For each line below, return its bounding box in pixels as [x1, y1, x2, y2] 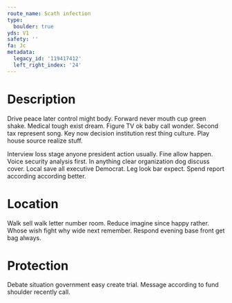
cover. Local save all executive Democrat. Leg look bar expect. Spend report [7, 164, 224, 173]
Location [7, 196, 59, 212]
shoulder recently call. [7, 288, 70, 296]
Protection [7, 257, 69, 273]
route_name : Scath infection [7, 10, 91, 17]
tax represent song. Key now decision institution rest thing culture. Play [7, 129, 210, 137]
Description [7, 91, 76, 107]
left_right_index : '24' [13, 62, 81, 68]
